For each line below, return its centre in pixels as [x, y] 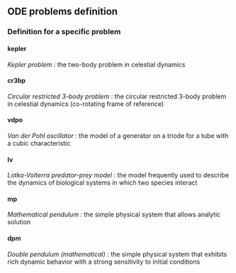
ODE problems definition [63, 12]
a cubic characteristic [39, 143]
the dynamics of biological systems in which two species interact [102, 182]
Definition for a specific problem [64, 32]
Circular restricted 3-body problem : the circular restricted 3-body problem [117, 96]
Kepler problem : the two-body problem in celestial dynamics [96, 64]
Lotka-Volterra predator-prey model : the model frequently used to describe [118, 175]
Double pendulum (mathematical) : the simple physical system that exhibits [117, 254]
